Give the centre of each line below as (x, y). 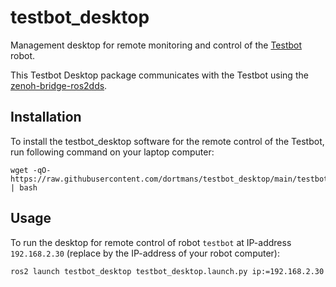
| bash (24, 187)
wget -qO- (31, 170)
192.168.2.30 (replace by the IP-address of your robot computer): (145, 253)
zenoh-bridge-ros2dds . (59, 85)
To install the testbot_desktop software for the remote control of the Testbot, (167, 141)
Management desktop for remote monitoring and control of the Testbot (156, 45)
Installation (46, 117)
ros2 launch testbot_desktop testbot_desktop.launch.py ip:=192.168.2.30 (167, 271)
